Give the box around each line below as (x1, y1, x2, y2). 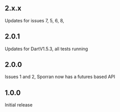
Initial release (5, 102, 33, 108)
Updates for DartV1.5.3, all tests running (5, 46, 88, 52)
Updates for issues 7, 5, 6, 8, (5, 17, 65, 23)
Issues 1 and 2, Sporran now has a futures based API (5, 73, 115, 80)
